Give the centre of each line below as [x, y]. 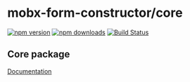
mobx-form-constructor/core [95, 13]
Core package [39, 54]
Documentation [30, 71]
